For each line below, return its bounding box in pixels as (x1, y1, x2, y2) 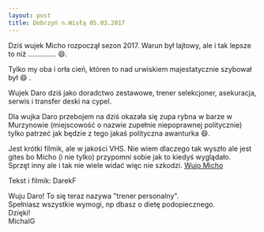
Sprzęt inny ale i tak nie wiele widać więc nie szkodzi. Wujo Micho (8, 160, 224, 170)
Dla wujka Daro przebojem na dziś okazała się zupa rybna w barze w (8, 111, 233, 121)
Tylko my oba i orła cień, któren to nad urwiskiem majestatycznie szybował (8, 64, 252, 73)
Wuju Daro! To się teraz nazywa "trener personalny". (8, 191, 179, 200)
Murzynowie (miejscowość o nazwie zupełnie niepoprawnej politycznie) (8, 120, 243, 129)
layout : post (8, 11, 51, 20)
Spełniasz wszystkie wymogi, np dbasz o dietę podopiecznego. (8, 199, 216, 209)
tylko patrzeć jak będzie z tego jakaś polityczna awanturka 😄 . (8, 128, 211, 138)
